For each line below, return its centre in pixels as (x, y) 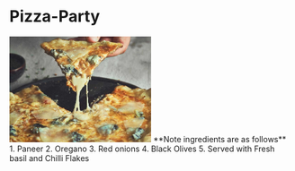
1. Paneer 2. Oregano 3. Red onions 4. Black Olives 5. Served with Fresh (142, 149)
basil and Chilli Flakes (49, 158)
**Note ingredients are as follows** (219, 139)
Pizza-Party (55, 17)
